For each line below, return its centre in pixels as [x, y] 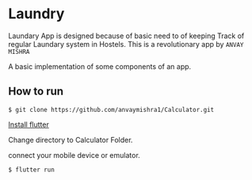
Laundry [36, 14]
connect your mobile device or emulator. [74, 155]
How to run [36, 92]
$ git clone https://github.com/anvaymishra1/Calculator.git [111, 109]
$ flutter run [32, 170]
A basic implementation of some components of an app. [100, 66]
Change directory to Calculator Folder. [71, 140]
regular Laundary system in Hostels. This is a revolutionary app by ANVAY [126, 44]
